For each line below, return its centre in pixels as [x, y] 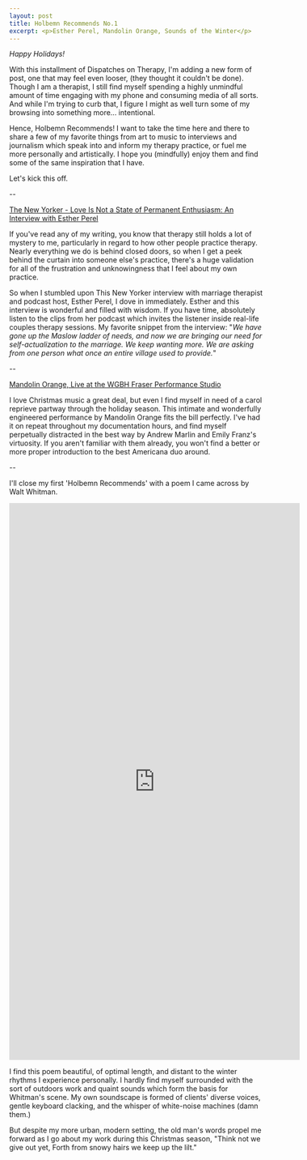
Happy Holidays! [37, 54]
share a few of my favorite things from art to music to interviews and [123, 137]
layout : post [31, 16]
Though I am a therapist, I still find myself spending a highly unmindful [126, 87]
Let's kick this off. [38, 178]
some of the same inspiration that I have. [77, 163]
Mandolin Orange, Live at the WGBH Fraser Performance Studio [115, 385]
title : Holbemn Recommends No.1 [63, 23]
